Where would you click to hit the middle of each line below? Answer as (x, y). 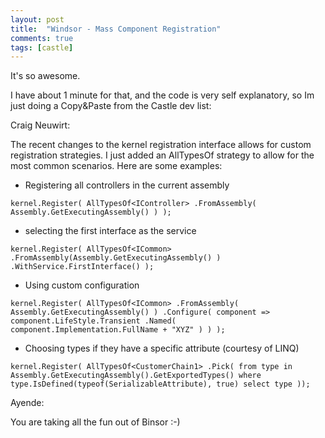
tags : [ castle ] (42, 47)
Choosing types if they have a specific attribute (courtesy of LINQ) (162, 348)
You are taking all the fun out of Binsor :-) (95, 422)
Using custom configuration (82, 285)
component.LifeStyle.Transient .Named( (93, 321)
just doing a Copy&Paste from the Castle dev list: (111, 106)
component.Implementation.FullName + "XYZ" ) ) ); (118, 330)
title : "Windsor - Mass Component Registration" (116, 29)
